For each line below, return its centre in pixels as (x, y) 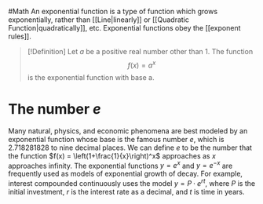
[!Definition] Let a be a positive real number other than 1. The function (140, 51)
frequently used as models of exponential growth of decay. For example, (126, 174)
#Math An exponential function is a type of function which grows (113, 11)
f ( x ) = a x (142, 64)
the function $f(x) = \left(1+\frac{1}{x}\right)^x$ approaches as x (112, 155)
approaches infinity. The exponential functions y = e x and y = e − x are (121, 165)
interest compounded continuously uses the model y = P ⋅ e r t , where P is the (132, 182)
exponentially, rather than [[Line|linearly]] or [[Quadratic (99, 20)
